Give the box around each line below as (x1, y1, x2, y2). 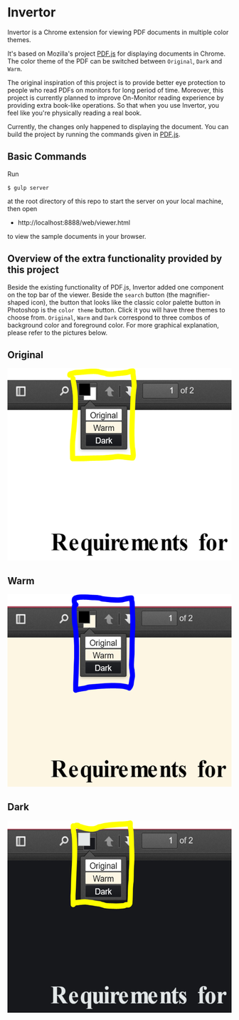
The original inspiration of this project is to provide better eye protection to (7, 78, 225, 86)
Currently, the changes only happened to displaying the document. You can (7, 122, 229, 131)
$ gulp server (7, 184, 50, 191)
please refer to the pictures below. (7, 328, 108, 337)
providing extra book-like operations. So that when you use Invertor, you (7, 101, 219, 109)
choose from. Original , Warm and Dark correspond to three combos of (7, 313, 211, 322)
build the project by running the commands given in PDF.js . (7, 130, 181, 138)
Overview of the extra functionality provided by (7, 253, 223, 265)
